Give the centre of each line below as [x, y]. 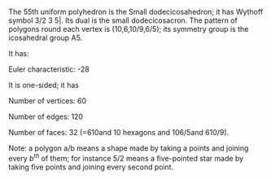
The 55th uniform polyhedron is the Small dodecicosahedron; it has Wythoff [136, 12]
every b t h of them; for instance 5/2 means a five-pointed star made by [126, 158]
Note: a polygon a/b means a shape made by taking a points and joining [129, 148]
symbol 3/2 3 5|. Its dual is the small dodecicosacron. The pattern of [123, 20]
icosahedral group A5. [46, 37]
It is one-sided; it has [44, 85]
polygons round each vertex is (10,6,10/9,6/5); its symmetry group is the [129, 29]
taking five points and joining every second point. [91, 167]
